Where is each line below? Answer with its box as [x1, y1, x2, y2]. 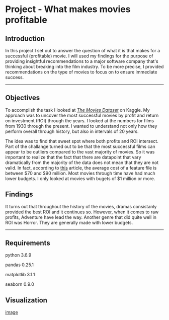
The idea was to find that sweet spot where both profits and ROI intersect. [5, 138, 158, 144]
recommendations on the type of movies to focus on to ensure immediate [5, 69, 157, 75]
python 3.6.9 [5, 252, 32, 258]
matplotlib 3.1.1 [5, 272, 35, 278]
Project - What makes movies [5, 4, 131, 15]
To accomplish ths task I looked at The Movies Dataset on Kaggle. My [5, 107, 150, 113]
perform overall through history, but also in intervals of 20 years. [5, 128, 139, 134]
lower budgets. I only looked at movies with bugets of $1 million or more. [5, 175, 155, 182]
